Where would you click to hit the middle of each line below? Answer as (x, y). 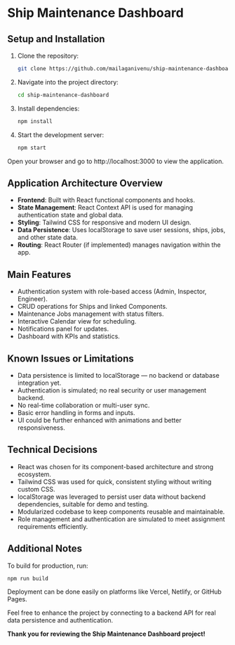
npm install (35, 121)
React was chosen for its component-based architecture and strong (115, 466)
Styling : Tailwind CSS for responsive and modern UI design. (104, 222)
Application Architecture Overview (85, 183)
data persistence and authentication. (60, 620)
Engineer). (32, 299)
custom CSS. (36, 489)
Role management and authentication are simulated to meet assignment (121, 519)
